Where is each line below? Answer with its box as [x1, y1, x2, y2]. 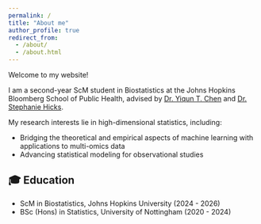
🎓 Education [8, 173, 75, 187]
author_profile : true [8, 26, 80, 34]
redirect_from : [8, 33, 59, 42]
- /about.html [15, 48, 62, 56]
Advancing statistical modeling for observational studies [19, 150, 204, 159]
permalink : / [8, 11, 52, 20]
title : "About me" [8, 19, 69, 27]
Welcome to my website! [8, 70, 89, 79]
